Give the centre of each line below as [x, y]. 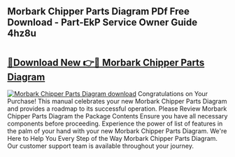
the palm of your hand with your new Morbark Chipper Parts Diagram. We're [117, 131]
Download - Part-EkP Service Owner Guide [102, 23]
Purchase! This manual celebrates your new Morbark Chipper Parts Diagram [117, 101]
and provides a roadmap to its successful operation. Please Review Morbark [117, 109]
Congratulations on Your [173, 94]
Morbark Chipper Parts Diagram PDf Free [99, 12]
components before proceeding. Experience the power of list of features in [115, 123]
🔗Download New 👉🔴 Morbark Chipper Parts [106, 62]
